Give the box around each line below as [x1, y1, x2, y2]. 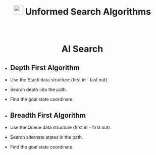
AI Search [61, 43, 103, 55]
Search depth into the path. [10, 86, 67, 93]
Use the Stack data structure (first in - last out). [10, 77, 109, 83]
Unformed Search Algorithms [25, 6, 151, 18]
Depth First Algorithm [10, 63, 80, 72]
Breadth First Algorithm [10, 111, 86, 120]
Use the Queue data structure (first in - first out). [10, 124, 112, 130]
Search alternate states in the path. [10, 134, 83, 140]
